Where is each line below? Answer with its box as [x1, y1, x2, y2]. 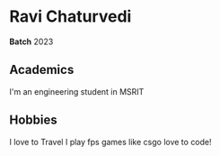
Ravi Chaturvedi [9, 6, 132, 27]
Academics [9, 62, 75, 78]
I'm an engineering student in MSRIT [9, 86, 145, 96]
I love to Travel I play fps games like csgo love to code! [9, 136, 213, 147]
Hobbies [9, 113, 58, 128]
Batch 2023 [9, 36, 54, 47]
